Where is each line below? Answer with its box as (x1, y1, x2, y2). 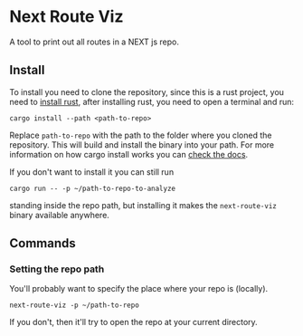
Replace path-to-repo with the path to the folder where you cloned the (9, 130, 272, 140)
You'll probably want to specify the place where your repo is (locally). (9, 283, 269, 294)
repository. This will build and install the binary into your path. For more (9, 139, 274, 150)
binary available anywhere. (9, 209, 110, 220)
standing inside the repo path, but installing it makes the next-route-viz (9, 199, 278, 210)
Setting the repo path (9, 263, 105, 275)
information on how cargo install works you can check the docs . (9, 149, 249, 159)
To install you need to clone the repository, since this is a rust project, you (9, 86, 285, 97)
